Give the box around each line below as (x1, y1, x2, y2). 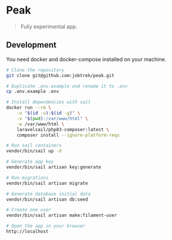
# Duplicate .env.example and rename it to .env (6, 83, 128, 89)
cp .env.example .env (6, 89, 59, 95)
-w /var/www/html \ (16, 121, 65, 127)
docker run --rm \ (6, 105, 51, 111)
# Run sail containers (6, 142, 62, 149)
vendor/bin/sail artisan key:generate (6, 164, 101, 170)
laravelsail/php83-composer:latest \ (16, 126, 110, 132)
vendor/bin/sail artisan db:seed (6, 196, 88, 202)
